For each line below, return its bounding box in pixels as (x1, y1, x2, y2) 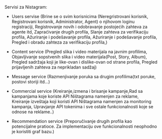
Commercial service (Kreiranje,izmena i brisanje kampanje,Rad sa (11, 88, 143, 94)
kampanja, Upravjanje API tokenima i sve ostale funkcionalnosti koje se (11, 104, 154, 109)
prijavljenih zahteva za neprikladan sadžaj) (11, 64, 97, 70)
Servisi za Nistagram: (4, 4, 47, 10)
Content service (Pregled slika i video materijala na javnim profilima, (11, 49, 147, 54)
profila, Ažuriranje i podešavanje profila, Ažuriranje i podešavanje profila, (11, 34, 157, 40)
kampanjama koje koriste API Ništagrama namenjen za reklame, (11, 93, 139, 99)
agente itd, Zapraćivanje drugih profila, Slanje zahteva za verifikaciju (11, 29, 148, 35)
